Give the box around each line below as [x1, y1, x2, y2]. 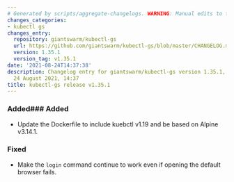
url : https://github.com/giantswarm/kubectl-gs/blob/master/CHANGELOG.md [13, 42, 232, 49]
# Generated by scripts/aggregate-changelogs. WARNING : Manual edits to [7, 10, 223, 17]
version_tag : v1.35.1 [13, 56, 77, 63]
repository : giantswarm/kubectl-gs [13, 36, 117, 43]
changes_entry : [7, 29, 52, 37]
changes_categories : [7, 17, 68, 24]
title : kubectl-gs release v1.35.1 [7, 81, 111, 88]
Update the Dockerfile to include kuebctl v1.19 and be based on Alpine [17, 119, 219, 129]
